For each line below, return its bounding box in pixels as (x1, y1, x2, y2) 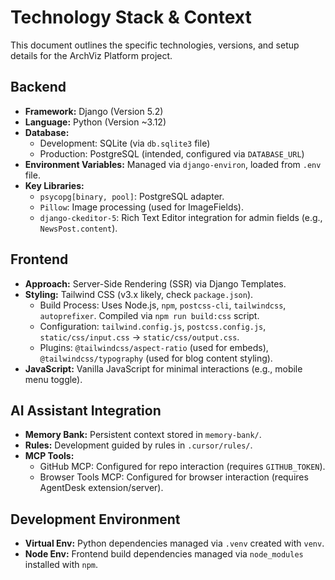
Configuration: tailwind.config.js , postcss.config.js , (39, 320, 267, 332)
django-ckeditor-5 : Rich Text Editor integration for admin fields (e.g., (39, 211, 323, 223)
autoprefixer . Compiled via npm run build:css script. (39, 309, 260, 321)
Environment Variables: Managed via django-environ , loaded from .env (24, 158, 322, 170)
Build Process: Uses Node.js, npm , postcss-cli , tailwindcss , (39, 299, 287, 311)
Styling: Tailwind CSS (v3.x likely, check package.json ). (24, 288, 254, 300)
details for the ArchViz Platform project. (10, 49, 173, 61)
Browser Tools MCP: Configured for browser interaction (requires (39, 471, 309, 483)
